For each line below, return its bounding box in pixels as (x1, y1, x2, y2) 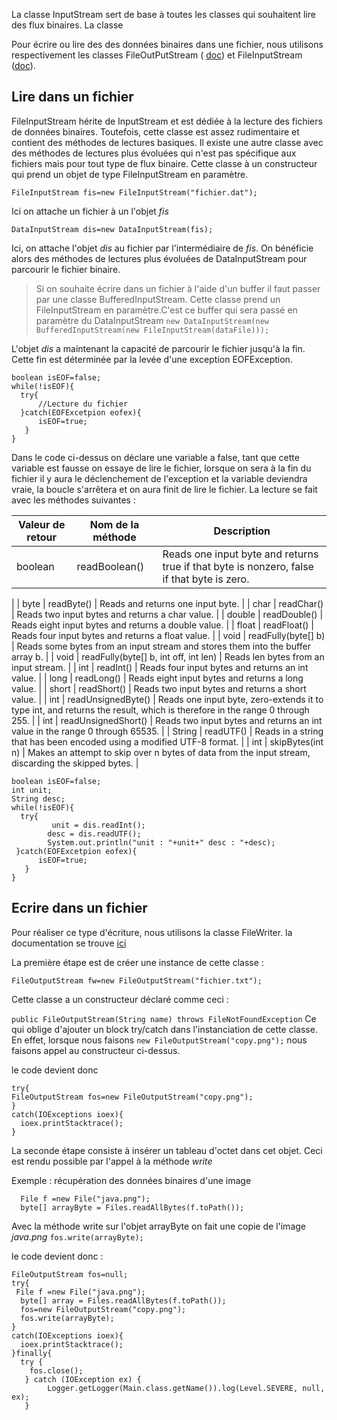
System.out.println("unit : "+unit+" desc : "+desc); (47, 837, 276, 848)
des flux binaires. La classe (11, 19, 124, 31)
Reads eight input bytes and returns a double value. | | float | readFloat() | (11, 619, 314, 631)
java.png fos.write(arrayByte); (11, 1230, 144, 1243)
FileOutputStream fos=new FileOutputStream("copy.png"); (11, 1092, 254, 1102)
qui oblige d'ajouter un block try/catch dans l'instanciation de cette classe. (11, 1023, 318, 1035)
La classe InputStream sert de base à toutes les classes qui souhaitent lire (11, 9, 316, 20)
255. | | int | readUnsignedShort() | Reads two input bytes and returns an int (11, 714, 323, 726)
